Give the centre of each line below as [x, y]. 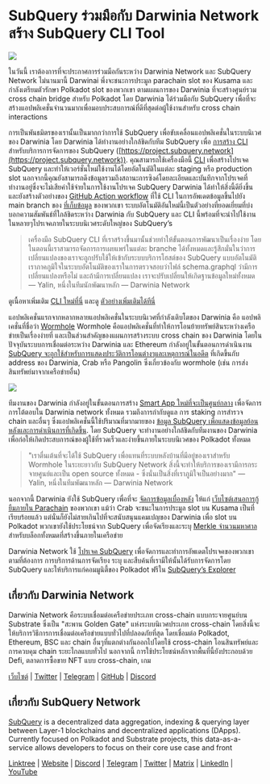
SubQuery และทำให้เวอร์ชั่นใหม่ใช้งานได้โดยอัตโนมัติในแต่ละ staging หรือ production [130, 169]
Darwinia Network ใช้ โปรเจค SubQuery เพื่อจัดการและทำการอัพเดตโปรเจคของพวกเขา [131, 551]
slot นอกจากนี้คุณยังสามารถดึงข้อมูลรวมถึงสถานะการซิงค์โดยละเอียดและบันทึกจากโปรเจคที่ [128, 178]
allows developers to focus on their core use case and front [133, 747]
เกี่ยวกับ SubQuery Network [75, 702]
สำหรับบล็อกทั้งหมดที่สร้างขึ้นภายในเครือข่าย [66, 535]
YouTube [23, 771]
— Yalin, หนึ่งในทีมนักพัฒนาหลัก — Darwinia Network [109, 284]
